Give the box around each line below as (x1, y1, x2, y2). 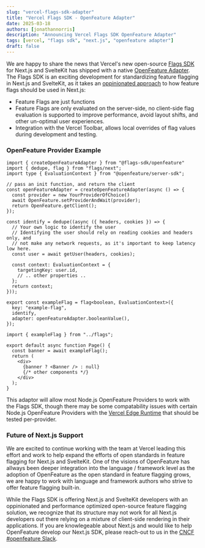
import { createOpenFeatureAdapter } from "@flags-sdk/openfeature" (6, 160, 185, 166)
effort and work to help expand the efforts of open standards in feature (6, 452, 185, 459)
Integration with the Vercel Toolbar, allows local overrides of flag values (15, 124, 196, 131)
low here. (6, 246, 32, 252)
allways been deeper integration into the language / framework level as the (6, 465, 195, 472)
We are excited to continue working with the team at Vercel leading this (6, 445, 186, 452)
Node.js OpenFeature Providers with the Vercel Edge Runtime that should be (6, 409, 199, 417)
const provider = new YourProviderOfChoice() (12, 192, 130, 198)
